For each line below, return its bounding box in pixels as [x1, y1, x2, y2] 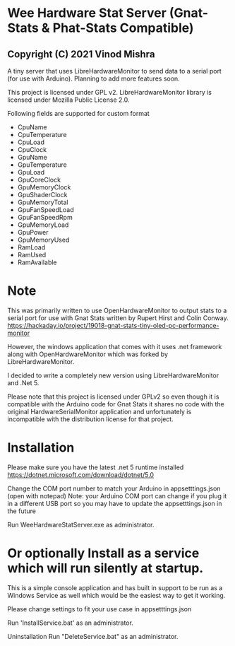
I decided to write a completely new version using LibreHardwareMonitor [7, 371, 219, 380]
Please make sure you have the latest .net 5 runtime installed [7, 463, 184, 471]
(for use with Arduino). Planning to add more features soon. [7, 74, 180, 83]
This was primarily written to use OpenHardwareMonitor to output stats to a [7, 306, 227, 315]
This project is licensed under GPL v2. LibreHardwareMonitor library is [7, 88, 212, 96]
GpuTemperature [17, 160, 67, 169]
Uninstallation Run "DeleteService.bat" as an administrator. [7, 632, 179, 640]
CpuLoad [17, 138, 44, 146]
